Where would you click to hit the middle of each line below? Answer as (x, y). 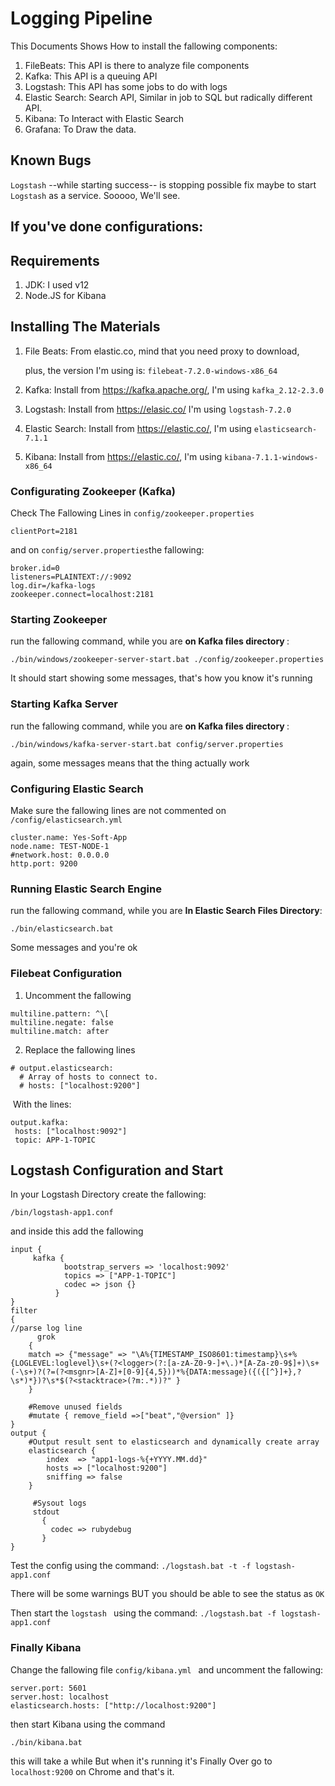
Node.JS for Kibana (65, 295)
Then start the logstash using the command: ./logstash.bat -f (143, 1613)
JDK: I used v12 (57, 284)
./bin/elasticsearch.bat (62, 929)
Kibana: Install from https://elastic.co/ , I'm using (123, 456)
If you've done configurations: (107, 227)
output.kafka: (40, 1122)
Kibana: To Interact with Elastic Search (104, 118)
